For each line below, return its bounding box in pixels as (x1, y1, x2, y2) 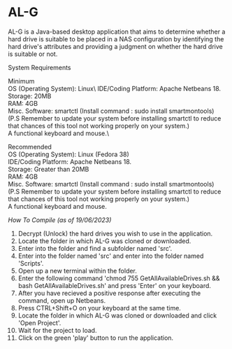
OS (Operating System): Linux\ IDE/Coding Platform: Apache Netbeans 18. (8, 84, 222, 93)
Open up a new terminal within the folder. (17, 266, 137, 275)
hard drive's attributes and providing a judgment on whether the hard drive (8, 42, 223, 50)
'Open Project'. (17, 318, 61, 327)
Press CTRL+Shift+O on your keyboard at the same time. (17, 303, 181, 312)
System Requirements (8, 63, 71, 71)
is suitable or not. (8, 50, 58, 58)
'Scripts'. (17, 259, 44, 267)
